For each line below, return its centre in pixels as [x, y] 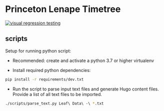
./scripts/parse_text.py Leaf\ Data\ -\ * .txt [54, 103]
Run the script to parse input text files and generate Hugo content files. [85, 89]
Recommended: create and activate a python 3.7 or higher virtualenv [83, 60]
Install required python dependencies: [51, 70]
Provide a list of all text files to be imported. [57, 94]
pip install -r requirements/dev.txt [44, 79]
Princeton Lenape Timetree [63, 9]
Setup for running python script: [38, 50]
